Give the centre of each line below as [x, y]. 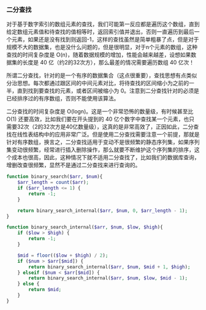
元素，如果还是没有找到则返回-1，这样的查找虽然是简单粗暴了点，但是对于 [105, 40]
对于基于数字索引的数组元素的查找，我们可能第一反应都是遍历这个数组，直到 [103, 24]
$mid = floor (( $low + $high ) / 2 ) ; [63, 255]
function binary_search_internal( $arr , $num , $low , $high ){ [85, 227]
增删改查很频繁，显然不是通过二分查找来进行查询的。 [74, 165]
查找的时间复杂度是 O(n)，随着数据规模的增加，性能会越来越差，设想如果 [99, 55]
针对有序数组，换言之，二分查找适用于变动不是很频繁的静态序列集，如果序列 [103, 142]
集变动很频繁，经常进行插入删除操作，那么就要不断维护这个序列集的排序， [100, 150]
